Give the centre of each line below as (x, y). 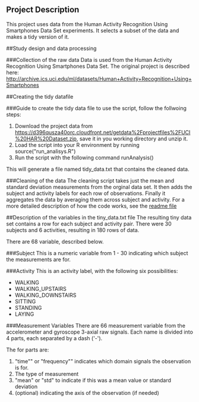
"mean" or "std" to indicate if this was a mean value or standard (93, 380)
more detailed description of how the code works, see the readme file (91, 206)
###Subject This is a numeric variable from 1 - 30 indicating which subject (97, 253)
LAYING (24, 314)
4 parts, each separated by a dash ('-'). (54, 338)
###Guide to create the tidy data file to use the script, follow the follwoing (97, 108)
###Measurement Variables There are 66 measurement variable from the (96, 325)
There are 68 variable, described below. (55, 241)
